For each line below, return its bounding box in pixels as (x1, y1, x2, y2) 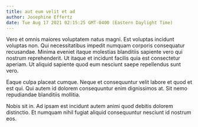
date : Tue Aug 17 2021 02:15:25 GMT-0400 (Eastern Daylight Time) (6, 19, 173, 25)
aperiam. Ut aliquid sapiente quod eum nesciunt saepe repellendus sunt (6, 61, 181, 68)
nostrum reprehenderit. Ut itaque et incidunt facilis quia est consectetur (6, 54, 180, 62)
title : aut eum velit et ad (6, 8, 76, 15)
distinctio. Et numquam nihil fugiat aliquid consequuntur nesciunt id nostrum (6, 109, 191, 116)
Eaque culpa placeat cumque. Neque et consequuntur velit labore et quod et (6, 79, 193, 86)
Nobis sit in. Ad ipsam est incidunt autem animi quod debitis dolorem (6, 103, 173, 110)
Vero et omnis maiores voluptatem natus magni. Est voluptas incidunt (6, 36, 174, 43)
